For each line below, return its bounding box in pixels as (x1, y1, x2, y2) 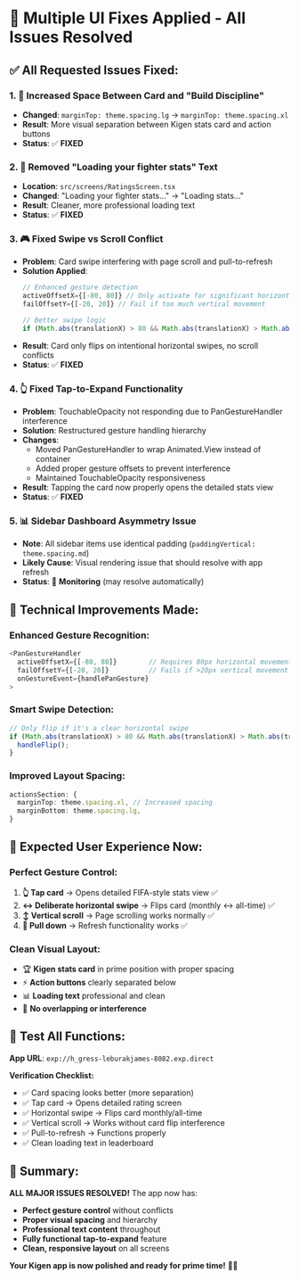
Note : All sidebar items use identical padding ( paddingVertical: (21, 539, 256, 549)
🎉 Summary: (9, 1164, 79, 1179)
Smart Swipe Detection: (9, 704, 114, 716)
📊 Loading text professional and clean (21, 990, 166, 1002)
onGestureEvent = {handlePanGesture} (17, 673, 149, 683)
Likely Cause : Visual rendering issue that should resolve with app (21, 557, 263, 568)
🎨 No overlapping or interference (21, 1003, 147, 1014)
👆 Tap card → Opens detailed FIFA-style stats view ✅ (21, 887, 218, 897)
